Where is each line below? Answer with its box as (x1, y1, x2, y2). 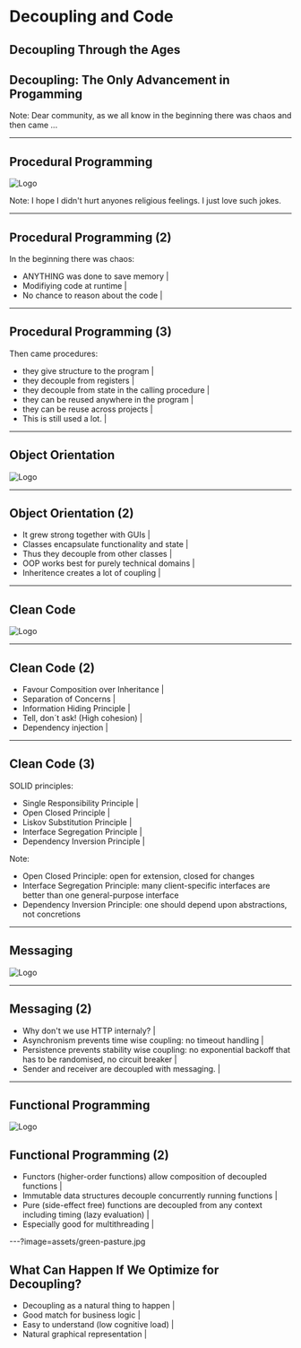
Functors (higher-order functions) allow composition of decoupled (21, 1171, 267, 1182)
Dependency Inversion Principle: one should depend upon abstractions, (21, 899, 288, 909)
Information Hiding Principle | (21, 703, 131, 714)
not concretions (21, 909, 81, 919)
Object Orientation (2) (9, 506, 134, 521)
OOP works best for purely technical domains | (21, 558, 195, 569)
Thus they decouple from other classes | (21, 549, 173, 560)
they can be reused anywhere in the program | (21, 394, 194, 404)
